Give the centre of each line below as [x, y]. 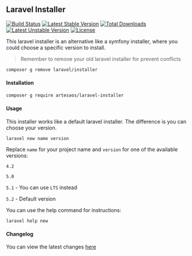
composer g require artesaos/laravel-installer [65, 95]
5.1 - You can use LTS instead [42, 187]
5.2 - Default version [31, 199]
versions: [17, 155]
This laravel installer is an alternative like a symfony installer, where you [92, 41]
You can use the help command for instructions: [64, 210]
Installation [20, 83]
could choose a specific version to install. [56, 47]
